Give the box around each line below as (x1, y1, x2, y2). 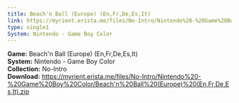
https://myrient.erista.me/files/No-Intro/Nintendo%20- (41, 72, 201, 81)
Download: (7, 72, 41, 81)
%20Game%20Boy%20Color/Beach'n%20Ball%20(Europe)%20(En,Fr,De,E (7, 80, 230, 89)
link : (7, 17, 23, 24)
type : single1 (7, 23, 50, 31)
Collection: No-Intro (7, 65, 68, 73)
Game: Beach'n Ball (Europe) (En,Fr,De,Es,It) (7, 50, 139, 58)
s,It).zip (7, 87, 30, 96)
